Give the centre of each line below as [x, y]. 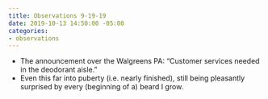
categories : [28, 31]
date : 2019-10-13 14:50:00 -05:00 [67, 23]
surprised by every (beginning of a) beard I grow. [102, 87]
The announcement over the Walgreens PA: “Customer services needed [140, 61]
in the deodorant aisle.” [59, 70]
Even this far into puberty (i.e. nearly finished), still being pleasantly [132, 78]
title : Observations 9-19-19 [57, 16]
